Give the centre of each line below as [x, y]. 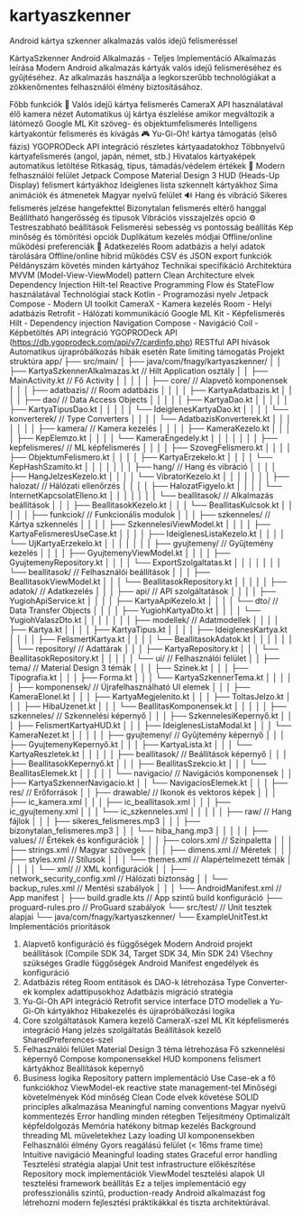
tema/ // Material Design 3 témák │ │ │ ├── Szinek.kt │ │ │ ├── [129, 667]
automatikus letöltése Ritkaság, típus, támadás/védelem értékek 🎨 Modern [147, 165]
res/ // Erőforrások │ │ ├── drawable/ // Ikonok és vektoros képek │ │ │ [143, 792]
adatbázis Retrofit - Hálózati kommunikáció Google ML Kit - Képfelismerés [147, 313]
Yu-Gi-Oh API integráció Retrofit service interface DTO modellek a [145, 1001]
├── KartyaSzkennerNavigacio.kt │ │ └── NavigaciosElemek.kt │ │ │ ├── [149, 782]
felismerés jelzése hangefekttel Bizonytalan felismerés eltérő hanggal [138, 207]
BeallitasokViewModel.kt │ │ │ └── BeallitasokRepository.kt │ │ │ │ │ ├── [148, 581]
